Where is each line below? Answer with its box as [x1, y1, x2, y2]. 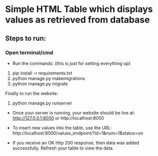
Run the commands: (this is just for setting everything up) [12, 60, 131, 66]
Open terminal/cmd [5, 49, 53, 56]
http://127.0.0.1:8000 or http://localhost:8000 [12, 115, 105, 121]
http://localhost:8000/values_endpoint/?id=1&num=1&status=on [12, 130, 144, 136]
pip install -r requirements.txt [12, 70, 72, 76]
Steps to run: [5, 34, 46, 42]
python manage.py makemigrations [12, 75, 85, 81]
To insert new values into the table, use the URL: [12, 124, 112, 130]
